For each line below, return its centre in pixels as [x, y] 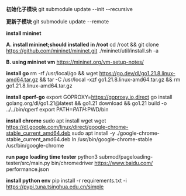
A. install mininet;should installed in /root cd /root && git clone [82, 44]
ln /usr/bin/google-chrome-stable [112, 139]
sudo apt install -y [93, 133]
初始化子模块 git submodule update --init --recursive [70, 9]
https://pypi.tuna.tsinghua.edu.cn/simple [55, 187]
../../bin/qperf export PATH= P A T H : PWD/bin [57, 109]
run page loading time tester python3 [52, 157]
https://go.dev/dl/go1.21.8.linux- [137, 73]
